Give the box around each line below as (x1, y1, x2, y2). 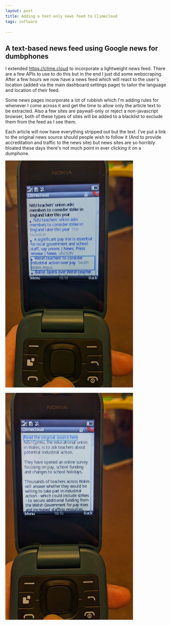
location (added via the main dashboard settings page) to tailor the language (5, 82, 166, 88)
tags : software (5, 19, 38, 24)
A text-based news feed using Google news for (5, 44, 158, 53)
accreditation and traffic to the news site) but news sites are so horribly (5, 139, 156, 146)
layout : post (5, 8, 33, 13)
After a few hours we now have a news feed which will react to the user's (5, 77, 159, 83)
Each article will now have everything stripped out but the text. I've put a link (5, 129, 166, 135)
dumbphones (5, 52, 49, 61)
